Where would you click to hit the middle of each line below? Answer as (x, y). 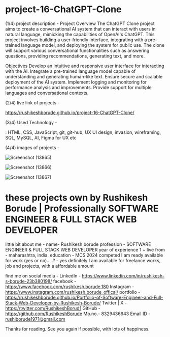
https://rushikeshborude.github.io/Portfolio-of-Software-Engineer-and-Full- (84, 297)
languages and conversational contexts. (47, 93)
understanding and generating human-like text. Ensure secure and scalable (84, 76)
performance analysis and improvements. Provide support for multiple (78, 87)
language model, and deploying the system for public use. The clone (93, 45)
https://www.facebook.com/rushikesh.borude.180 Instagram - (70, 287)
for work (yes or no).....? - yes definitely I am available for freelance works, (83, 260)
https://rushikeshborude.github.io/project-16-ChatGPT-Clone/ (70, 113)
